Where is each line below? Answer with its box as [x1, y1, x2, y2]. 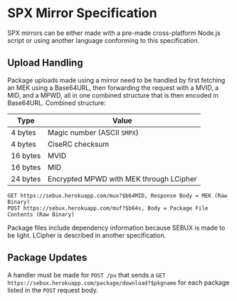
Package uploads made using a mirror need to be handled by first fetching [7, 76, 226, 84]
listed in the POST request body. [7, 285, 98, 294]
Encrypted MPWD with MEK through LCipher [47, 173, 197, 183]
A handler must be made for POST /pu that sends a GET [7, 270, 166, 279]
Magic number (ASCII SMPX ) [47, 127, 139, 137]
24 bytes [11, 173, 41, 183]
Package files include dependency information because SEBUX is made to [7, 223, 226, 232]
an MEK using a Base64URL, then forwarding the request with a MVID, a [7, 83, 219, 92]
